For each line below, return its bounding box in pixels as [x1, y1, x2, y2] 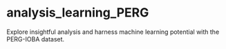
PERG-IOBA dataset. [6, 35, 65, 43]
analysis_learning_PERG [6, 5, 149, 21]
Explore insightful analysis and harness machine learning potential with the [6, 28, 220, 36]
